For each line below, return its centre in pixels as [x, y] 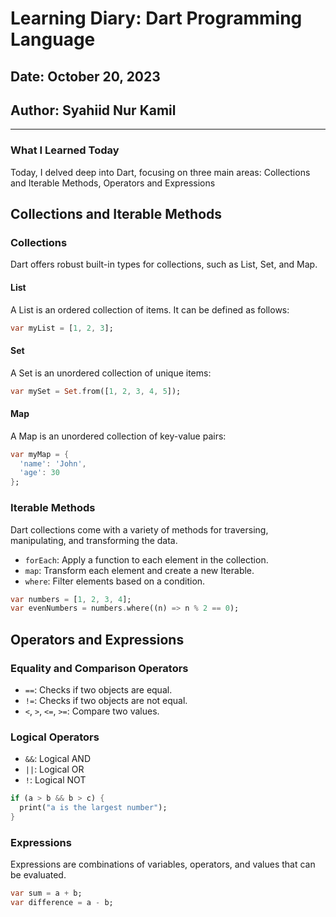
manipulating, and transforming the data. [94, 540]
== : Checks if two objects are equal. [98, 689]
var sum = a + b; [46, 893]
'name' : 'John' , [53, 463]
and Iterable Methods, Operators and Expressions [113, 183]
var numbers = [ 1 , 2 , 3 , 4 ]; [71, 599]
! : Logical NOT [55, 780]
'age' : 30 [39, 473]
